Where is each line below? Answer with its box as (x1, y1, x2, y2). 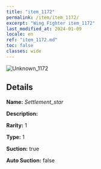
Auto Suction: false (6, 156, 55, 164)
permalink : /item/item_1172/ (6, 14, 79, 21)
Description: (6, 110, 38, 117)
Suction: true (6, 145, 40, 152)
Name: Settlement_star (6, 98, 64, 106)
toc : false (6, 43, 34, 49)
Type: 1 (6, 133, 25, 141)
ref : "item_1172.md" (6, 37, 58, 43)
